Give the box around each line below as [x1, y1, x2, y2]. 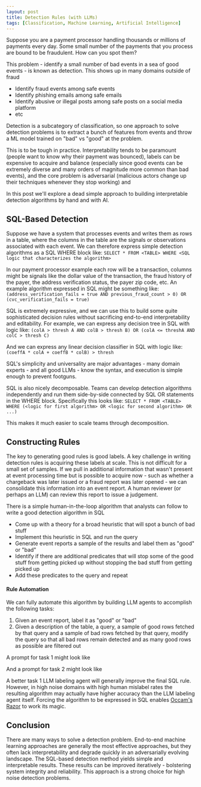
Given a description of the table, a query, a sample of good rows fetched [14, 623, 195, 630]
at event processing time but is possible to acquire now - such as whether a [6, 472, 194, 479]
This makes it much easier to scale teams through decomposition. [6, 420, 169, 427]
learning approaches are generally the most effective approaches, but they [6, 743, 191, 750]
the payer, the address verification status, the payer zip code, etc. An [6, 279, 177, 286]
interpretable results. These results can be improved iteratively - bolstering [6, 762, 191, 769]
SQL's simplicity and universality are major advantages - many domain [6, 360, 180, 367]
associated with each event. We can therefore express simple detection [6, 243, 183, 250]
